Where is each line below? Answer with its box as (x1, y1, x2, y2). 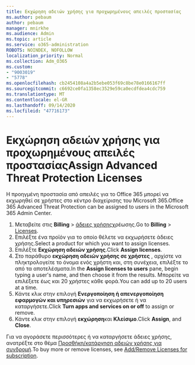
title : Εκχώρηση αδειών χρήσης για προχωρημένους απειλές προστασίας (6, 8, 182, 15)
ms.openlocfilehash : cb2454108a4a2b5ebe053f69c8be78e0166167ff (6, 81, 166, 87)
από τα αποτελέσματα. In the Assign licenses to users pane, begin (14, 265, 179, 273)
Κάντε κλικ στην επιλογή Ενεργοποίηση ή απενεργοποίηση (14, 290, 164, 297)
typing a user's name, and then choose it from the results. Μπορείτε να (14, 271, 190, 278)
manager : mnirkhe (6, 25, 49, 31)
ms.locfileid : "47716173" (6, 108, 70, 114)
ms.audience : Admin (6, 31, 55, 37)
